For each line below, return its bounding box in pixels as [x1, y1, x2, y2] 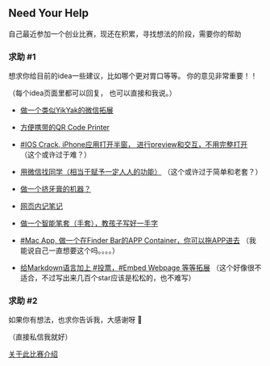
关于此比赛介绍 [8, 349, 58, 359]
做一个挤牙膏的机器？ [19, 184, 91, 194]
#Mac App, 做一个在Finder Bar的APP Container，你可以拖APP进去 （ [19, 236, 250, 246]
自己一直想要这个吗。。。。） [34, 246, 119, 255]
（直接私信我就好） [8, 332, 73, 342]
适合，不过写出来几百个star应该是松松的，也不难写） [19, 273, 196, 283]
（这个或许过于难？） [19, 149, 91, 160]
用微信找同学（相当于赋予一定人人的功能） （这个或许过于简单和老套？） [19, 167, 263, 177]
